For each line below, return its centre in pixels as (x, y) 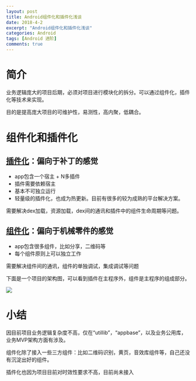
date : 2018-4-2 (24, 22)
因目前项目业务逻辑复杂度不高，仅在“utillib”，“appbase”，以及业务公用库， (96, 332)
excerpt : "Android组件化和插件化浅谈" (49, 28)
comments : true (24, 44)
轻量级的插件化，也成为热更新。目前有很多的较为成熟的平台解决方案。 (99, 198)
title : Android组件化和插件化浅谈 (44, 17)
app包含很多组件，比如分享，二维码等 (60, 246)
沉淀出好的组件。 (32, 359)
